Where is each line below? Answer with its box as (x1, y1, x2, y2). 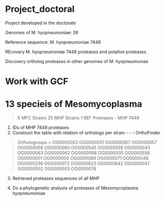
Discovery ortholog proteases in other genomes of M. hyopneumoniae (5, 58, 149, 64)
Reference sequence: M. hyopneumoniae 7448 (5, 39, 101, 45)
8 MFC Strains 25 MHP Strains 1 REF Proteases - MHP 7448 (17, 115, 140, 121)
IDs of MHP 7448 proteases (12, 125, 69, 131)
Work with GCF (5, 76, 68, 87)
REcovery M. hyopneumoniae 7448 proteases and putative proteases (5, 49, 147, 55)
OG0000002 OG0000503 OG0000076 (17, 166, 97, 172)
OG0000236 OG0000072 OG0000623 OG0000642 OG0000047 (17, 160, 150, 167)
